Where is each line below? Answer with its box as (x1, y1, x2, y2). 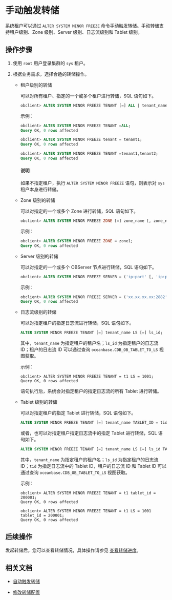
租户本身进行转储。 (20, 187, 61, 193)
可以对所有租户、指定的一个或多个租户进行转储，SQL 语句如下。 (20, 93, 157, 99)
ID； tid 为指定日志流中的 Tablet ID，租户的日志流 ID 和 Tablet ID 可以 (20, 463, 167, 469)
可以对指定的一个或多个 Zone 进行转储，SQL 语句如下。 (20, 208, 138, 214)
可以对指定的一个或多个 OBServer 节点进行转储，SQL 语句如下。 (20, 264, 157, 270)
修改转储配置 (12, 589, 40, 595)
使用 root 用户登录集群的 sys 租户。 (12, 60, 88, 66)
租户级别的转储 (20, 81, 52, 88)
